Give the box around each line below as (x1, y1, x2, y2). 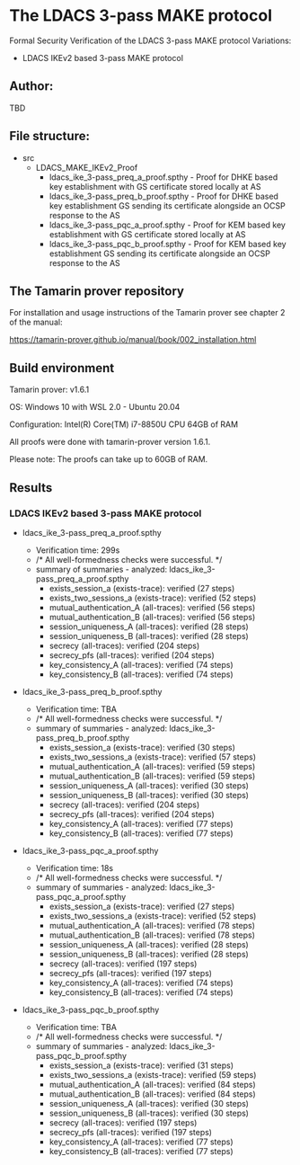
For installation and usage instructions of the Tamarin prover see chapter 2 (9, 307, 286, 318)
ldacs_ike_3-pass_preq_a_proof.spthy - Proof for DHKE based (49, 172, 278, 182)
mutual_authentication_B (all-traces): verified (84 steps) (49, 1089, 256, 1099)
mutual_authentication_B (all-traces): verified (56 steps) (49, 611, 256, 622)
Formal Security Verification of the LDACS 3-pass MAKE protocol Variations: (9, 35, 292, 46)
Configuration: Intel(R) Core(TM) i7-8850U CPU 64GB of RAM (9, 419, 239, 430)
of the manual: (9, 316, 63, 328)
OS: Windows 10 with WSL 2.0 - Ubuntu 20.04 (9, 402, 181, 413)
